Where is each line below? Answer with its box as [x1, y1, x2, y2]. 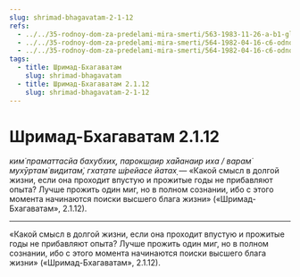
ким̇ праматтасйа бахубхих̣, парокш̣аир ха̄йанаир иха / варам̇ [9, 155, 252, 166]
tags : [9, 55, 29, 63]
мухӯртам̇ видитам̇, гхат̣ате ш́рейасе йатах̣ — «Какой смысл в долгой [9, 165, 279, 176]
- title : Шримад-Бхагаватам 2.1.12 [17, 80, 150, 88]
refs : [9, 21, 29, 30]
